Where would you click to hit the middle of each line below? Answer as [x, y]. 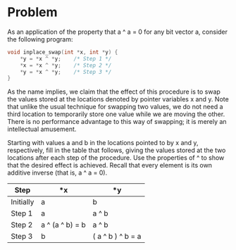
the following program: [40, 39]
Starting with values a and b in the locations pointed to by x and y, [103, 143]
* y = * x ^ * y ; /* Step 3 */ [66, 72]
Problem [32, 12]
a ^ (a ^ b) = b [63, 225]
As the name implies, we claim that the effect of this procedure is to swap [114, 92]
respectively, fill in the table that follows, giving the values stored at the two [117, 150]
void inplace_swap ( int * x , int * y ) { [63, 52]
